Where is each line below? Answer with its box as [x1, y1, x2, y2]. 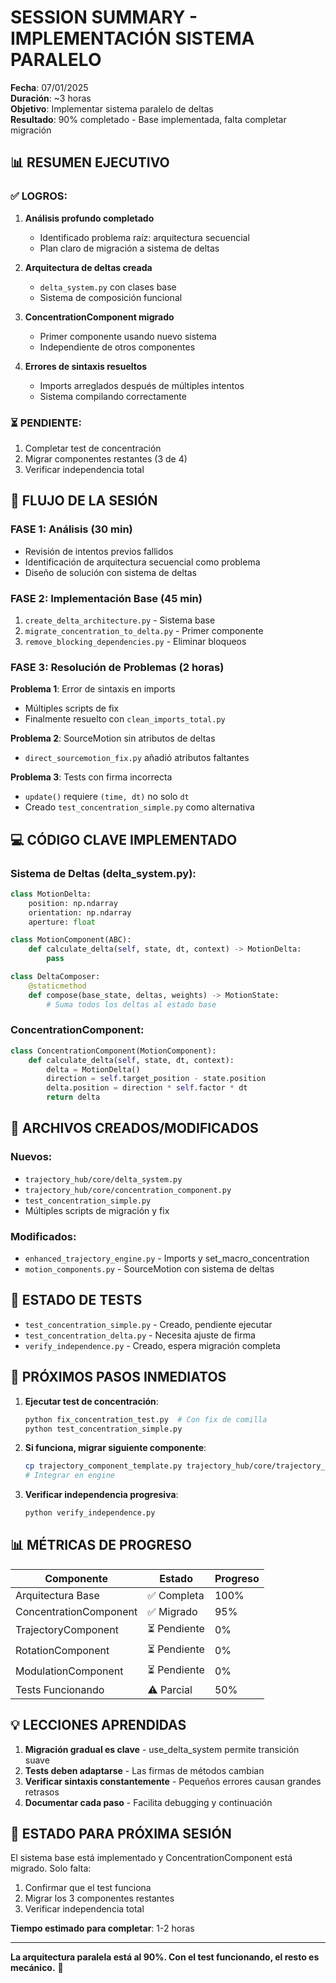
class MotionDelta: [10, 889, 92, 899]
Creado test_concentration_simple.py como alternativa [24, 801, 255, 813]
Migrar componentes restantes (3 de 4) [24, 452, 188, 465]
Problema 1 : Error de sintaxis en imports [10, 683, 176, 695]
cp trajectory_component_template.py [24, 1461, 183, 1471]
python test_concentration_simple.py [24, 1424, 183, 1434]
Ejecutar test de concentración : [24, 1395, 159, 1407]
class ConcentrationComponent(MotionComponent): [10, 1046, 217, 1056]
